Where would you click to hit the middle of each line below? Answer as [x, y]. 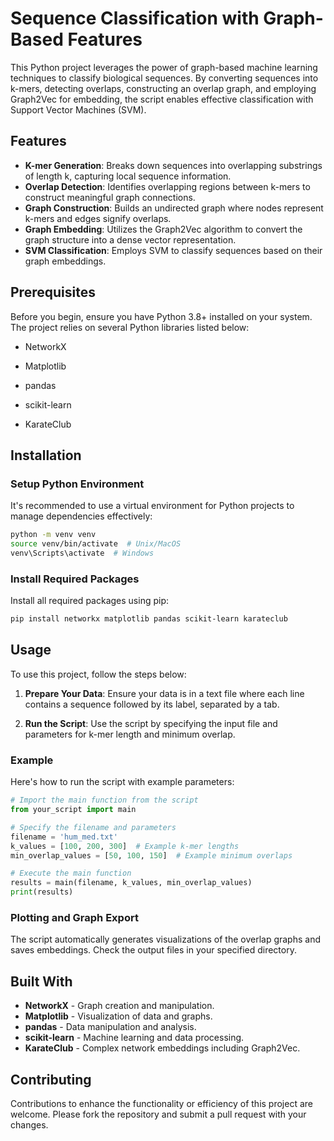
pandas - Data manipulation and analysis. [110, 1027]
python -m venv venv [53, 535]
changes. [29, 1124]
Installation [46, 455]
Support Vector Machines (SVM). [78, 109]
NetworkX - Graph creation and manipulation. [119, 1006]
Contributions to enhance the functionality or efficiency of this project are [161, 1103]
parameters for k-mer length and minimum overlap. [130, 734]
